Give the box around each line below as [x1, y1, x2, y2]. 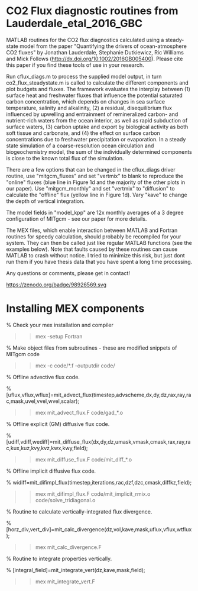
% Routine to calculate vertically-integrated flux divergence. [6, 508, 152, 515]
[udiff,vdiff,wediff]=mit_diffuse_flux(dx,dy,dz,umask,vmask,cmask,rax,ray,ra [6, 438, 191, 445]
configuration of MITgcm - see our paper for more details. [6, 215, 147, 222]
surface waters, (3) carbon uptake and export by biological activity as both [6, 123, 189, 130]
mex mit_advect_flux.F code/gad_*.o [35, 409, 124, 416]
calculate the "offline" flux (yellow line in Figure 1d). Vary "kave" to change [6, 191, 187, 198]
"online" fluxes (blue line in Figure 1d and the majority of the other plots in [6, 179, 186, 186]
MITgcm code [6, 350, 40, 357]
